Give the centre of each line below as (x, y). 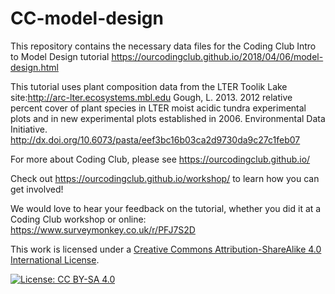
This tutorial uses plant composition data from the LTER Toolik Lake (149, 86)
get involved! (37, 189)
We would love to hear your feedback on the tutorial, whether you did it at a (166, 208)
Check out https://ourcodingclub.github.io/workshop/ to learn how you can (165, 178)
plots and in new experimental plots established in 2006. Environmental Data (168, 118)
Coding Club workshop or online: (78, 219)
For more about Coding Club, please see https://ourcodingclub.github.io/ (160, 159)
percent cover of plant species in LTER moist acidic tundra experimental (158, 108)
